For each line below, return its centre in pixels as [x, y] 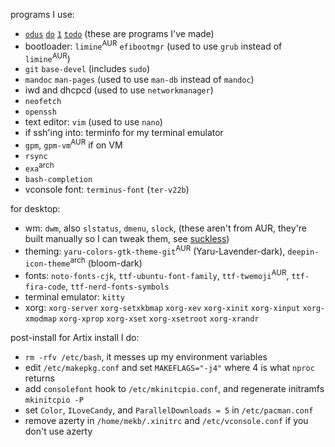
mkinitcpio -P [54, 400]
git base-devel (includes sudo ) [87, 69]
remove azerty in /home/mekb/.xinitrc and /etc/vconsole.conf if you [166, 420]
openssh [40, 112]
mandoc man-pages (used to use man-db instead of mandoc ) [139, 80]
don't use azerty [58, 431]
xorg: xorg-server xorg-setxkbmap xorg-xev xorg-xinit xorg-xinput [162, 307]
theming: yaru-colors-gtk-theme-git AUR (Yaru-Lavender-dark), [155, 250]
